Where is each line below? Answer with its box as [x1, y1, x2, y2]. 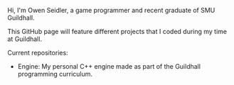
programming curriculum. [17, 70, 93, 78]
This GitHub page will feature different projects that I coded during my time [7, 28, 228, 35]
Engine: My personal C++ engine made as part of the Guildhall [17, 62, 201, 70]
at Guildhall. [7, 35, 43, 43]
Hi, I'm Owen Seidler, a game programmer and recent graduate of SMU [7, 6, 216, 14]
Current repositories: [7, 49, 69, 57]
